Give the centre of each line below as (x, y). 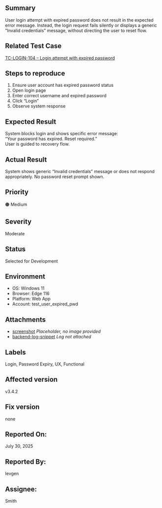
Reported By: (26, 461)
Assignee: (21, 489)
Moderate (15, 233)
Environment (25, 276)
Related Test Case (33, 46)
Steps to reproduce (35, 73)
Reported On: (26, 434)
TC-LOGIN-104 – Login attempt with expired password (60, 58)
